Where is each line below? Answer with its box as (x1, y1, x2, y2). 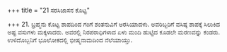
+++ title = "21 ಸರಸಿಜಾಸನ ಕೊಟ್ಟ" (7, 6, 90, 14)
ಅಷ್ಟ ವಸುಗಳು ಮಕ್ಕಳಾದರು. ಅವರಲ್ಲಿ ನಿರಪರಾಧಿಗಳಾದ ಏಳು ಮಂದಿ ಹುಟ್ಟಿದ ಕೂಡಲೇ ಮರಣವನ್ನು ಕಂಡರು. (7, 28, 221, 36)
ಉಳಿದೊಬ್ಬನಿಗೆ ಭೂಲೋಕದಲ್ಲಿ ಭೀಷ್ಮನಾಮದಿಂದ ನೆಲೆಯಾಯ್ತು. (7, 36, 133, 44)
